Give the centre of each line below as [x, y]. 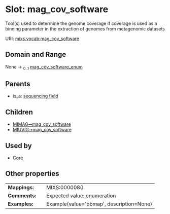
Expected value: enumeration [81, 195]
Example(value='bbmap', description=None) [99, 204]
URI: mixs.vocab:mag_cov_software [42, 39]
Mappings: [21, 187]
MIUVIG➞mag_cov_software [42, 130]
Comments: [22, 195]
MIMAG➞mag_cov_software [42, 124]
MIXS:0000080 [65, 187]
